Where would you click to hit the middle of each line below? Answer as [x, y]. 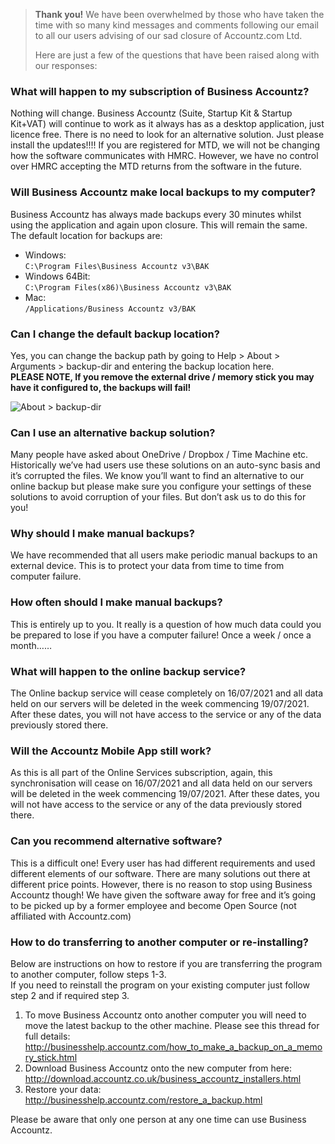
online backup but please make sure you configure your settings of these [161, 486]
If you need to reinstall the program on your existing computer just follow [160, 985]
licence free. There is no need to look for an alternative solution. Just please [167, 135]
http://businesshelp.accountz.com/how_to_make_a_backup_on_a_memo [173, 1046]
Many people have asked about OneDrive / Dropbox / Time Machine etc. [159, 455]
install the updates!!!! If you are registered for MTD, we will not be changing [165, 145]
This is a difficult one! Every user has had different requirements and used [163, 863]
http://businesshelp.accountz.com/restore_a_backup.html [143, 1100]
